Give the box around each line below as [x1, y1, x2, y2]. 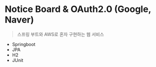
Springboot [12, 41, 36, 47]
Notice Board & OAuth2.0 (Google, [5, 3, 151, 15]
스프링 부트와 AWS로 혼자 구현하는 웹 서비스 [17, 31, 105, 37]
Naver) [5, 14, 34, 25]
